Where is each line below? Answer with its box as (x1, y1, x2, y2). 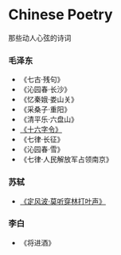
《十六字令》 (19, 125, 62, 134)
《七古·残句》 (19, 74, 64, 85)
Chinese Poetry (8, 6, 113, 24)
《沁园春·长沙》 (19, 85, 72, 94)
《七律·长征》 (19, 134, 64, 145)
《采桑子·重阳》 (19, 105, 72, 114)
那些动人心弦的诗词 (8, 33, 72, 42)
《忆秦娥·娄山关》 (19, 94, 78, 105)
